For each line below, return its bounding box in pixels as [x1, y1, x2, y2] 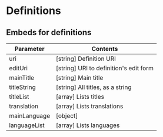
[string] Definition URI [55, 54, 116, 63]
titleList [9, 93, 29, 101]
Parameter [14, 45, 45, 53]
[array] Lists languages [55, 121, 120, 129]
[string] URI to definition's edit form [55, 64, 154, 72]
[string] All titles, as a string [55, 83, 132, 91]
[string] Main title [55, 74, 104, 81]
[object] [55, 112, 78, 119]
